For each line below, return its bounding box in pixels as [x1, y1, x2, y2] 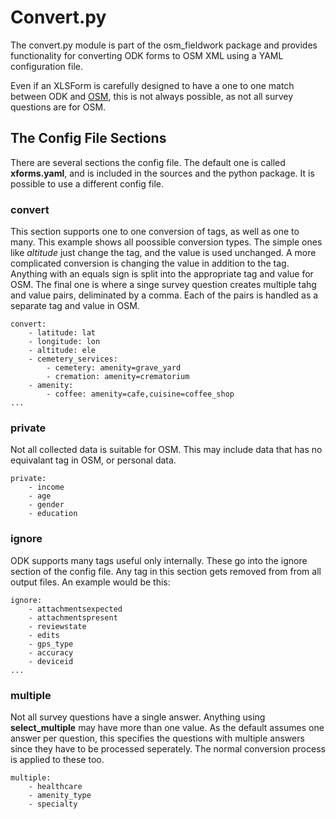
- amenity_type [28, 790, 92, 800]
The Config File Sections [10, 130, 167, 147]
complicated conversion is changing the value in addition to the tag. [10, 257, 290, 270]
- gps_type [28, 639, 74, 649]
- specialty [28, 799, 78, 809]
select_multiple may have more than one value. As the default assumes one [10, 721, 325, 733]
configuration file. [10, 60, 83, 72]
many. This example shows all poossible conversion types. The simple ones [10, 236, 323, 248]
